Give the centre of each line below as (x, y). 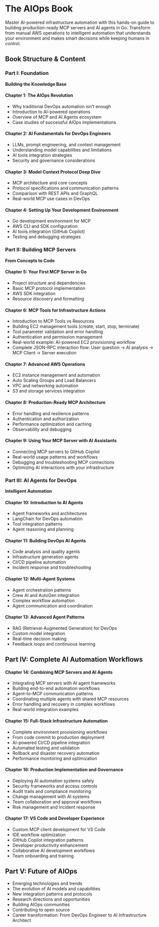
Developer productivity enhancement (50, 845)
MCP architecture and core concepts (50, 183)
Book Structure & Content (45, 59)
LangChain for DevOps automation (47, 519)
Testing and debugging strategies (46, 237)
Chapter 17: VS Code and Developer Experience (55, 818)
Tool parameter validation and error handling (58, 332)
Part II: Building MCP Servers (40, 250)
